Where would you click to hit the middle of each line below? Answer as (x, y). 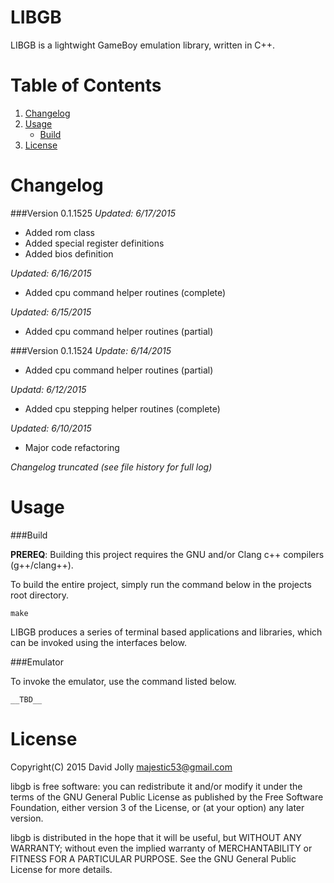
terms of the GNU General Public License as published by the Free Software (167, 797)
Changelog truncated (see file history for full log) (111, 467)
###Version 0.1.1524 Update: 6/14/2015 (91, 350)
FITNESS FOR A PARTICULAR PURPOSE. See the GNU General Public (153, 858)
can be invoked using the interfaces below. (98, 642)
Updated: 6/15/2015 (51, 312)
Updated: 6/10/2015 (51, 428)
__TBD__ (26, 699)
